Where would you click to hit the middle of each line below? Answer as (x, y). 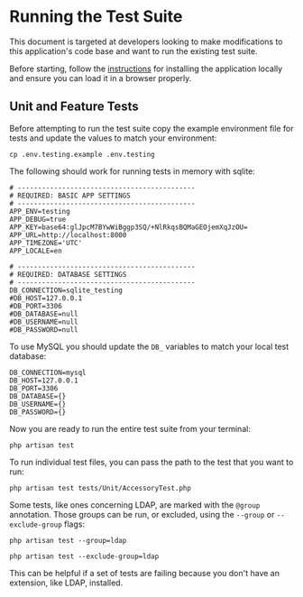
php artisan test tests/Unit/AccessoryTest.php (101, 488)
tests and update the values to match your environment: (113, 138)
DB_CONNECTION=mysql (48, 372)
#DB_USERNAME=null (44, 322)
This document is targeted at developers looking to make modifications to (146, 41)
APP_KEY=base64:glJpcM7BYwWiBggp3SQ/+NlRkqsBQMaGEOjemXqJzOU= (129, 227)
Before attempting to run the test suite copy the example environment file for (151, 128)
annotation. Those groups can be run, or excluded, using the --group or (142, 514)
